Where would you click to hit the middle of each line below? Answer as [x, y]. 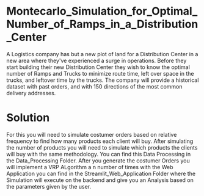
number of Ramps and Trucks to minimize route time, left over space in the [100, 73]
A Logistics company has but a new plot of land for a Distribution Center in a [102, 54]
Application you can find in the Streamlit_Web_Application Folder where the [101, 173]
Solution [28, 118]
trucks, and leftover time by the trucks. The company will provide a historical [103, 80]
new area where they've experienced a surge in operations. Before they [97, 60]
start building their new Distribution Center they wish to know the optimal [98, 67]
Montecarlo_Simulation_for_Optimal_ [102, 11]
